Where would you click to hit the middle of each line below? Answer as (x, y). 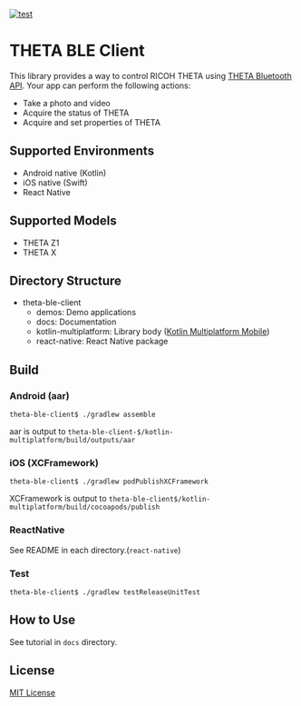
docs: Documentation (76, 322)
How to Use (43, 620)
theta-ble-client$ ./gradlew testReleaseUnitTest (105, 592)
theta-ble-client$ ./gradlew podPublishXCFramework (109, 482)
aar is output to (38, 432)
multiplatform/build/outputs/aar (73, 441)
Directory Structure (66, 280)
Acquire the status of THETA (76, 113)
